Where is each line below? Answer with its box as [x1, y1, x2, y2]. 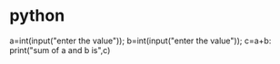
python [9, 5, 65, 26]
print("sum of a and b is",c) [9, 44, 111, 55]
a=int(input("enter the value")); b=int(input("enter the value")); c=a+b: [9, 35, 272, 46]
